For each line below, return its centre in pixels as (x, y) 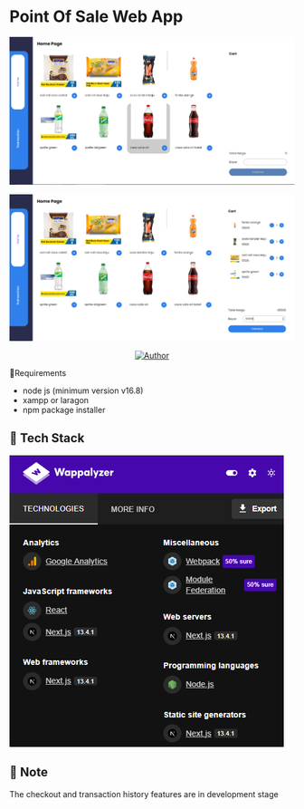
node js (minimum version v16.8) (83, 390)
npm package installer (64, 409)
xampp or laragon (55, 400)
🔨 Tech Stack (47, 438)
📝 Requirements (38, 372)
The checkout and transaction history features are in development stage (144, 794)
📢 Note (28, 772)
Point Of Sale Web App (96, 17)
